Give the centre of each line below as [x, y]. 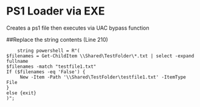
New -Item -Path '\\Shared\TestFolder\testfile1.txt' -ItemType [103, 77]
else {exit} [21, 93]
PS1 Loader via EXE [56, 11]
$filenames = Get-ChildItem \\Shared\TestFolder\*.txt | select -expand [100, 56]
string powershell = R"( [49, 50]
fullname [17, 61]
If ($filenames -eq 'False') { [46, 72]
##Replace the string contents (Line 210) [57, 39]
